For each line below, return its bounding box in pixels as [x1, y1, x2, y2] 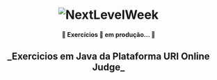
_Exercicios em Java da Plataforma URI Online [7, 51, 210, 63]
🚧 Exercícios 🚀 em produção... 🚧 [61, 30, 156, 38]
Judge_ [92, 61, 125, 73]
